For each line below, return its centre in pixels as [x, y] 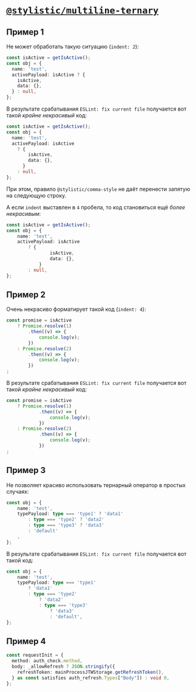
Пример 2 [26, 295]
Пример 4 [26, 641]
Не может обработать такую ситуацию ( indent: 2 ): [73, 47]
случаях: [18, 491]
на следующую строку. [36, 195]
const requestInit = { [35, 656]
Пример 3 [26, 470]
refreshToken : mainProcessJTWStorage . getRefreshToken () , [91, 672]
